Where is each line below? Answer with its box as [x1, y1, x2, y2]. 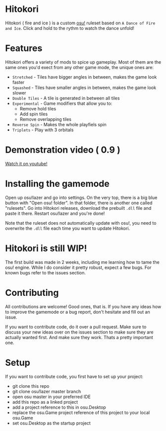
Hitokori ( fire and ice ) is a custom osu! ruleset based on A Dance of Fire [5, 20, 156, 26]
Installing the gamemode [5, 178, 110, 189]
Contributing [5, 287, 59, 298]
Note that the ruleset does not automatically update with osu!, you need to [5, 220, 157, 226]
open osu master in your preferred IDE [12, 394, 91, 400]
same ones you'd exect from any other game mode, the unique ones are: [5, 64, 154, 70]
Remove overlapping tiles [19, 116, 72, 122]
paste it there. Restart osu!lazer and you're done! [5, 210, 105, 216]
